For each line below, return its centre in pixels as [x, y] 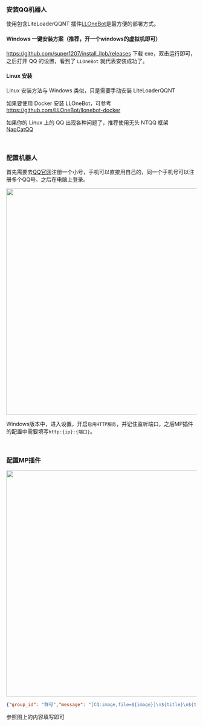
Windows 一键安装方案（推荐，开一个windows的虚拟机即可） [84, 39]
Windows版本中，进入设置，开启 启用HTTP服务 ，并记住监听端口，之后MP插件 [100, 424]
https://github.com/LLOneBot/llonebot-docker [63, 110]
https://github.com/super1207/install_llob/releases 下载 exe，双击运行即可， [101, 53]
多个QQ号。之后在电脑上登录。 [50, 180]
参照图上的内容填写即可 [35, 717]
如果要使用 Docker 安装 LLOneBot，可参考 [59, 103]
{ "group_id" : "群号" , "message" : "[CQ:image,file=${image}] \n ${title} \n [98, 705]
